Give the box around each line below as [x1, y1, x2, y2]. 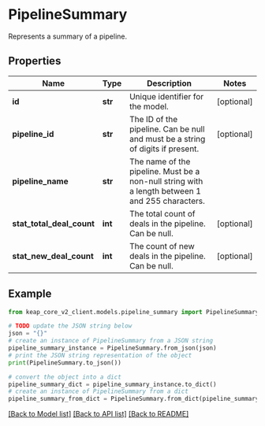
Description [147, 77, 192, 88]
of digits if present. [129, 143, 200, 154]
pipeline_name [12, 176, 69, 187]
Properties [8, 54, 62, 68]
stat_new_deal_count [12, 250, 95, 261]
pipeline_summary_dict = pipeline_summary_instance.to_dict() [8, 380, 217, 388]
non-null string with [129, 176, 203, 187]
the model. [129, 101, 170, 112]
